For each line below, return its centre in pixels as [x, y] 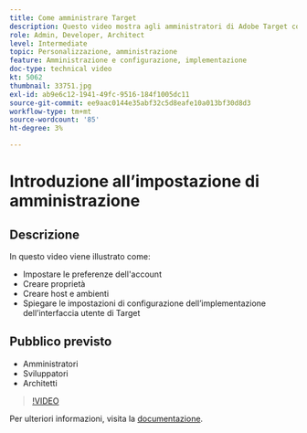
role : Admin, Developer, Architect [77, 35]
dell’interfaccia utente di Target [81, 313]
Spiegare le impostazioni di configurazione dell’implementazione [144, 303]
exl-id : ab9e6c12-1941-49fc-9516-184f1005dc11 [100, 94]
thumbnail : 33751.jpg [51, 86]
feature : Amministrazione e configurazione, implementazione [128, 60]
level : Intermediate [49, 43]
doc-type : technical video [61, 69]
